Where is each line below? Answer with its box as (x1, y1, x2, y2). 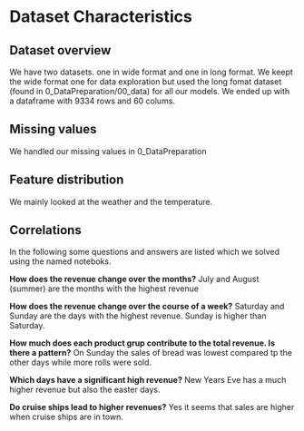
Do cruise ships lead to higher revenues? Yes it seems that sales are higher (9, 402, 295, 413)
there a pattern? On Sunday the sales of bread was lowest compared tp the (9, 348, 293, 358)
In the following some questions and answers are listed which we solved (9, 247, 279, 258)
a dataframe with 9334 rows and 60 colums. (9, 95, 175, 106)
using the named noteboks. (9, 256, 112, 267)
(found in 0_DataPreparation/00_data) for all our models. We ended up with (9, 86, 290, 96)
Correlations (9, 222, 82, 238)
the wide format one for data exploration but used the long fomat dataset (9, 76, 282, 87)
